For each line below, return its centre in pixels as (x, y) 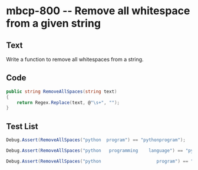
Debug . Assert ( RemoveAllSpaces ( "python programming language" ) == (95, 151)
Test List (22, 126)
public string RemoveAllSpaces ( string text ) (62, 91)
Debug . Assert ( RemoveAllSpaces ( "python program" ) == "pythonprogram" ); (96, 140)
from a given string (54, 23)
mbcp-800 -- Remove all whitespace (98, 11)
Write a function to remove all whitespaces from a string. (75, 59)
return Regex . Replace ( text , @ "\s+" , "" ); (68, 102)
